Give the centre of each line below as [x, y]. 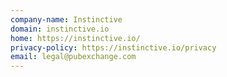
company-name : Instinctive [66, 19]
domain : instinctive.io [60, 29]
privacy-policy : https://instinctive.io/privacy [113, 47]
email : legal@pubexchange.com [73, 57]
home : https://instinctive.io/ [75, 38]
